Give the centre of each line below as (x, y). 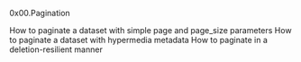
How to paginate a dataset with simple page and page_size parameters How (150, 30)
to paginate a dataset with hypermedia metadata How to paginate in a (139, 40)
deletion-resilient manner (56, 49)
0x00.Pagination (40, 13)
